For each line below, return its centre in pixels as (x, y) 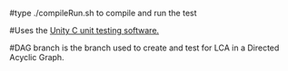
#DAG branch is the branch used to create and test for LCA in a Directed (144, 48)
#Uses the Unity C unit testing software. (84, 30)
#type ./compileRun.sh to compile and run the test (103, 13)
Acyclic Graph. (37, 57)
